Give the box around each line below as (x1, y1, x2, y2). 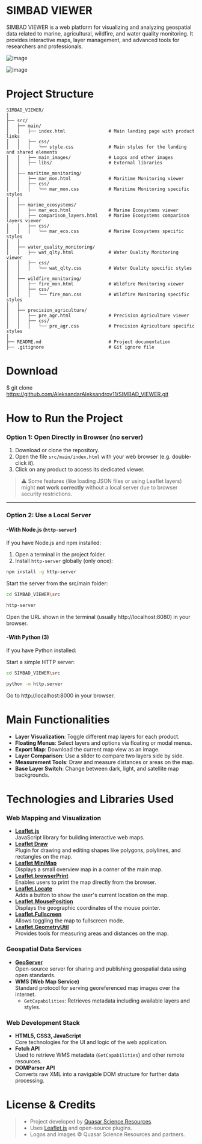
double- (172, 453, 192, 461)
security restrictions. (20, 490, 73, 497)
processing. (14, 1077, 45, 1084)
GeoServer (14, 959, 43, 966)
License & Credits (6, 1098, 96, 1111)
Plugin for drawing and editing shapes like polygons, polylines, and (14, 847, 181, 854)
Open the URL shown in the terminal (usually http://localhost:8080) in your (6, 614, 191, 621)
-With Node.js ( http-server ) (6, 526, 77, 533)
